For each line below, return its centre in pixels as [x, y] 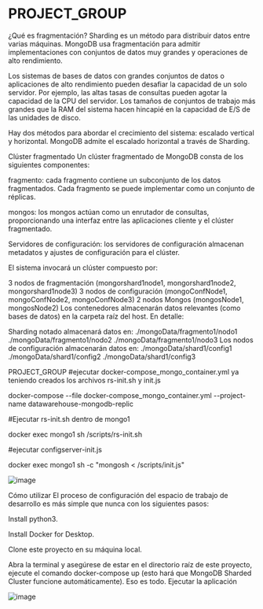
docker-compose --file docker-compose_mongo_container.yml [110, 395]
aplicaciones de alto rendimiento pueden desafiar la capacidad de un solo [128, 84]
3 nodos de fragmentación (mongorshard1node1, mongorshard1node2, [122, 282]
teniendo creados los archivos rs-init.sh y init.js [84, 380]
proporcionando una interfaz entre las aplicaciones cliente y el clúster [121, 220]
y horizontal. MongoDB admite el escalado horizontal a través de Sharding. [129, 141]
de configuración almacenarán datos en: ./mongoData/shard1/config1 [120, 348]
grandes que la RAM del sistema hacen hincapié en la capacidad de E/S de [130, 109]
